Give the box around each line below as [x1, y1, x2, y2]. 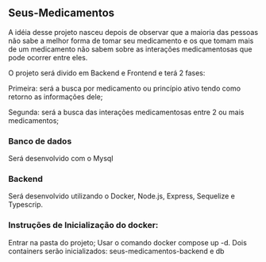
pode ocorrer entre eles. [8, 52, 88, 62]
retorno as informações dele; [8, 91, 103, 102]
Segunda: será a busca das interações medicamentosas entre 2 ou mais [8, 107, 245, 117]
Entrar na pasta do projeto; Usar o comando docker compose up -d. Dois [8, 237, 248, 247]
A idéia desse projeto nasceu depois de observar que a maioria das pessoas [8, 27, 259, 37]
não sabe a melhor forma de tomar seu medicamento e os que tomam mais [8, 36, 254, 45]
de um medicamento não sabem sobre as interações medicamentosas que [8, 44, 253, 54]
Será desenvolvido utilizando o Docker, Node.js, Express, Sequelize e [8, 191, 236, 201]
